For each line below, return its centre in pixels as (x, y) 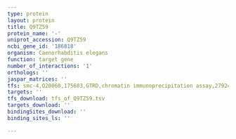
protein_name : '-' (34, 33)
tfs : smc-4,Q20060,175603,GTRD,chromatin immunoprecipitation (100, 86)
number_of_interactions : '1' (50, 66)
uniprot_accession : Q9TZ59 (47, 40)
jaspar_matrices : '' (38, 79)
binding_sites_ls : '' (39, 118)
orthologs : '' (28, 72)
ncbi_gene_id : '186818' (42, 46)
